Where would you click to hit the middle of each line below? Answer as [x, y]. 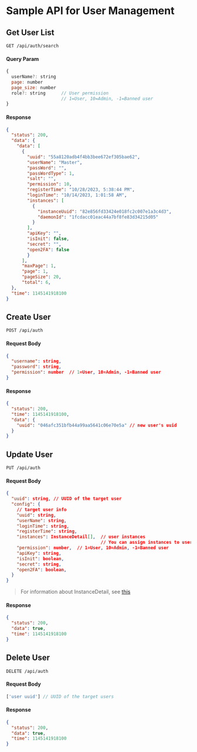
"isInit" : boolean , [40, 558]
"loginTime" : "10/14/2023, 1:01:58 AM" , [77, 195]
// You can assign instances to [140, 543]
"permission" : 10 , [50, 184]
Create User [28, 317]
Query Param [23, 59]
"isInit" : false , [48, 239]
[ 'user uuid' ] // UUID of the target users [60, 696]
